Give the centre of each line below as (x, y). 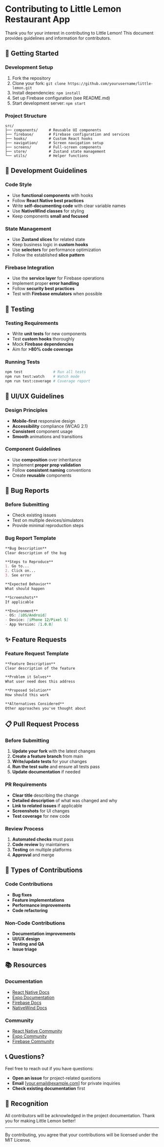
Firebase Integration (30, 267)
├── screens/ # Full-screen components (53, 147)
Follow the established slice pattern (48, 255)
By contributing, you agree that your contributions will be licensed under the (82, 1135)
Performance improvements (41, 905)
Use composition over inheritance (47, 460)
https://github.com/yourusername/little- (110, 84)
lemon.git (22, 88)
